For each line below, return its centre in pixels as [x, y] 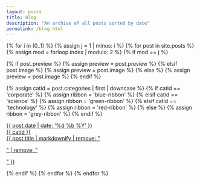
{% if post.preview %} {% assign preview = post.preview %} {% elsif [92, 64]
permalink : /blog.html [35, 29]
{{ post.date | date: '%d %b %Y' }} [49, 126]
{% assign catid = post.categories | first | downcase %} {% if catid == [93, 89]
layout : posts [24, 12]
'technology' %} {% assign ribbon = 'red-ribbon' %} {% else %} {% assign [99, 108]
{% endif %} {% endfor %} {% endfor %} [57, 174]
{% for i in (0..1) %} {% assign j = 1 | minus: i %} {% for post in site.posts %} [100, 46]
